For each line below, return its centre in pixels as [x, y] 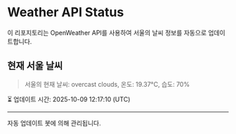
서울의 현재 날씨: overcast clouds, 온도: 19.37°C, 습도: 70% [107, 84]
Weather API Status [66, 12]
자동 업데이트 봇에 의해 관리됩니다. [54, 123]
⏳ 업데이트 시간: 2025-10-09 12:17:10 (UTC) [69, 99]
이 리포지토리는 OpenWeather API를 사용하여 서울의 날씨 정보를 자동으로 [107, 32]
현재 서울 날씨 [35, 66]
